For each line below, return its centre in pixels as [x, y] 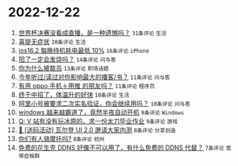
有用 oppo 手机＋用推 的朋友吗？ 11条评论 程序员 [86, 85]
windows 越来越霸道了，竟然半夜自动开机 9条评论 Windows [101, 112]
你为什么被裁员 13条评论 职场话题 [63, 68]
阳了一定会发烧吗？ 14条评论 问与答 [67, 59]
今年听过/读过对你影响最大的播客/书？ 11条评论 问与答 [94, 77]
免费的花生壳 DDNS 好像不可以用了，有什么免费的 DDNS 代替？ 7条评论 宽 [125, 147]
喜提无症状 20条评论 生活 [52, 41]
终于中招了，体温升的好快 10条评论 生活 [74, 94]
